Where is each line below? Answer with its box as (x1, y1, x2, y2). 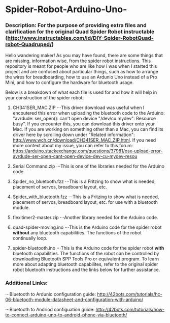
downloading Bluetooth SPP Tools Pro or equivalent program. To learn (12, 256, 159, 262)
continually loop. (12, 235, 48, 241)
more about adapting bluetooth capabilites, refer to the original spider (12, 261, 158, 267)
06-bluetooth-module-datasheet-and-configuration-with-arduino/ (5, 297, 144, 303)
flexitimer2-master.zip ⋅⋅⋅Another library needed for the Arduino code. (12, 214, 158, 221)
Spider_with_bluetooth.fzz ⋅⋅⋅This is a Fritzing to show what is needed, (12, 194, 159, 200)
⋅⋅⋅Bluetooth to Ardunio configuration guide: (5, 291, 96, 297)
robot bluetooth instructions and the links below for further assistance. (12, 266, 160, 273)
